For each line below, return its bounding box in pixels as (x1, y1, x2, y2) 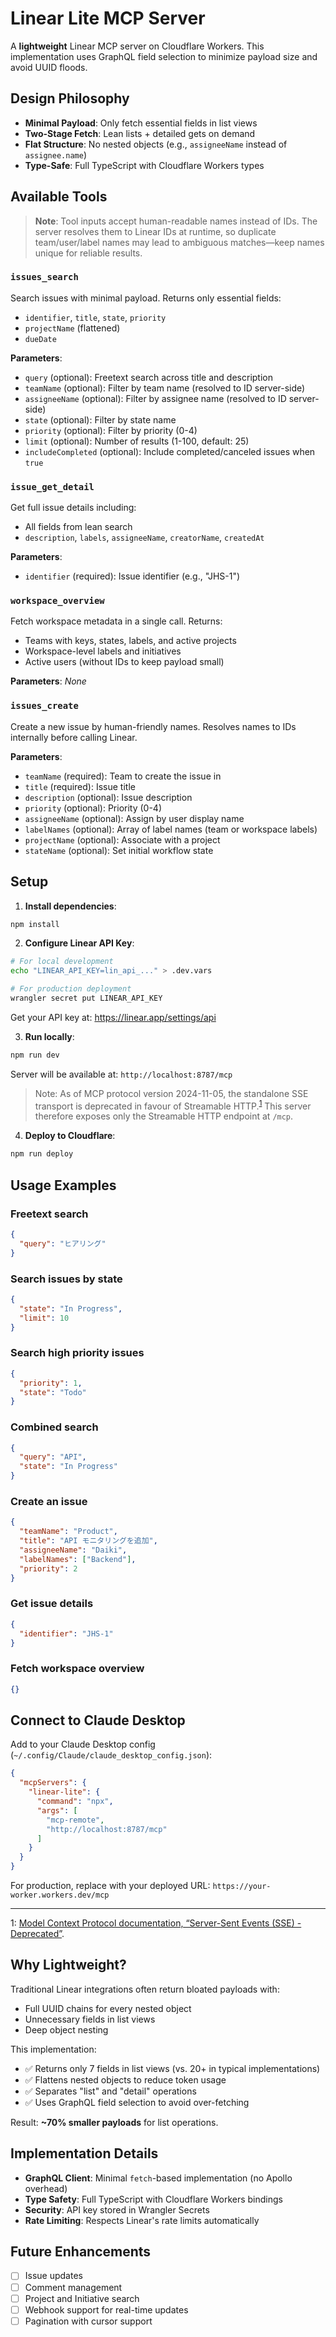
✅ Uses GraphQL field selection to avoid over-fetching (24, 2096, 250, 2108)
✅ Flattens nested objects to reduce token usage (24, 2073, 227, 2086)
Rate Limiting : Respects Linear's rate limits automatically (24, 2214, 260, 2226)
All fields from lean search (24, 521, 133, 533)
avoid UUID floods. (10, 61, 88, 73)
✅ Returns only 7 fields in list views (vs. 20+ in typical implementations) (24, 2062, 321, 2074)
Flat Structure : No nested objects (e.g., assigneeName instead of (24, 138, 288, 150)
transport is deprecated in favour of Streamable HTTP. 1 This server (34, 1098, 312, 1112)
